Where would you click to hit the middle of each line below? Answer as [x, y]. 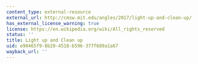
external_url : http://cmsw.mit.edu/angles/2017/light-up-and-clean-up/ [99, 18]
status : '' [20, 35]
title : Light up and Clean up [45, 40]
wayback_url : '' [27, 52]
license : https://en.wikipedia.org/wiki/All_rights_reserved [86, 29]
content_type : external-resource [49, 12]
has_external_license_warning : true [53, 23]
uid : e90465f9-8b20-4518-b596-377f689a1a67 [62, 46]
